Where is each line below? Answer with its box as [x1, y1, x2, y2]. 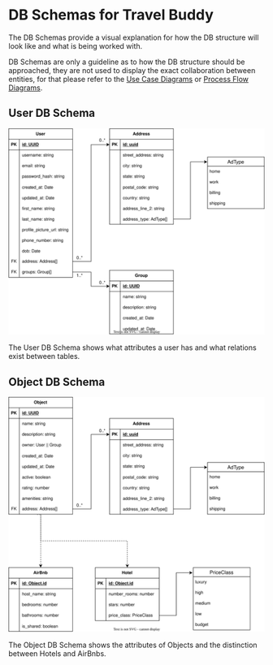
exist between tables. [8, 352, 80, 361]
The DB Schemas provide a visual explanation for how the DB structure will [8, 32, 259, 42]
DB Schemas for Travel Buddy [8, 6, 214, 24]
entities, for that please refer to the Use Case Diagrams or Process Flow [8, 74, 249, 84]
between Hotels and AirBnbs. [8, 648, 107, 659]
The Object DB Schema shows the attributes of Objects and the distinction [8, 640, 258, 650]
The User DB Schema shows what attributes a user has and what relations [8, 343, 258, 352]
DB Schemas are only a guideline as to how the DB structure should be [8, 57, 245, 67]
